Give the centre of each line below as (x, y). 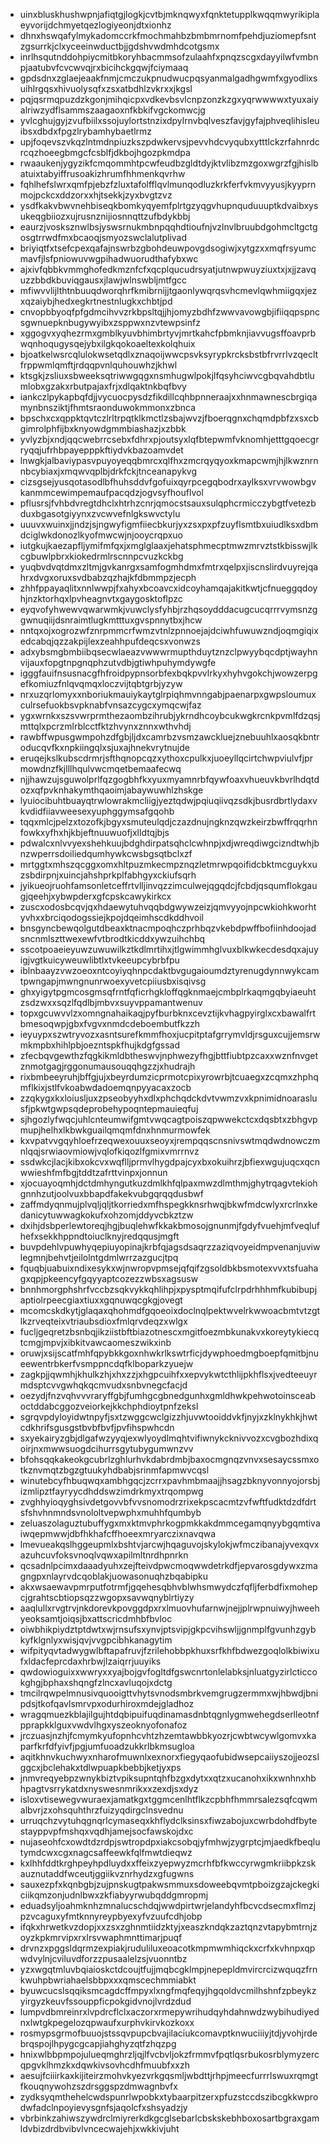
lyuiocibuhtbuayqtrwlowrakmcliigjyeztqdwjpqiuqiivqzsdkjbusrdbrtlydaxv (168, 800)
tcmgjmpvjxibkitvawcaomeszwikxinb (95, 1342)
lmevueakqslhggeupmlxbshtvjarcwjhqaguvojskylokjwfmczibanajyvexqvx (169, 1544)
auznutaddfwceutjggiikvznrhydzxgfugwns (107, 1873)
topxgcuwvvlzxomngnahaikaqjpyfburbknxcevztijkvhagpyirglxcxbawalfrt (168, 1013)
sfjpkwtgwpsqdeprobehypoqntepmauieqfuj (109, 1108)
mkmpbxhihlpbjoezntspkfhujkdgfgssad (100, 1045)
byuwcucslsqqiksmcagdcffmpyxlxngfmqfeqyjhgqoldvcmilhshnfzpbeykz (168, 1990)
